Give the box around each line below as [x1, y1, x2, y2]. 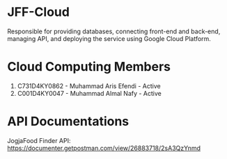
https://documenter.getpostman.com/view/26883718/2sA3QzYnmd [7, 144, 201, 152]
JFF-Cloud [7, 4, 70, 20]
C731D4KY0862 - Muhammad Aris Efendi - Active [17, 81, 162, 90]
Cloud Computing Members [7, 59, 171, 75]
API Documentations [7, 114, 130, 129]
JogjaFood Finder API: [7, 136, 71, 144]
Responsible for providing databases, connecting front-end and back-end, [7, 27, 221, 35]
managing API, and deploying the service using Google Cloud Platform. [7, 34, 211, 42]
